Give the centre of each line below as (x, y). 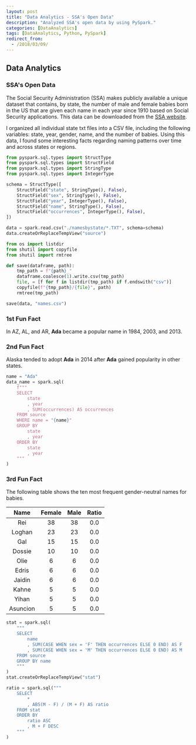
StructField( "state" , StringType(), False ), (72, 190)
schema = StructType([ (34, 185)
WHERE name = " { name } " (44, 420)
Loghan (22, 532)
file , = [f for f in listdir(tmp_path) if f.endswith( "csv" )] (94, 282)
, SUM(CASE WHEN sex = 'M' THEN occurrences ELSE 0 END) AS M (105, 650)
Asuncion (22, 608)
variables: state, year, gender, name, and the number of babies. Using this (95, 134)
